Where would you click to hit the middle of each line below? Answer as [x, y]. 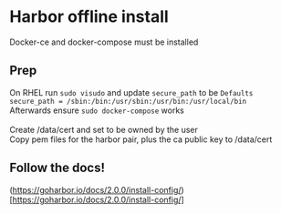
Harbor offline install [89, 17]
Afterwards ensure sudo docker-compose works [97, 110]
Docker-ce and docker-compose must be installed [104, 42]
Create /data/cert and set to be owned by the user [104, 129]
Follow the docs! [57, 168]
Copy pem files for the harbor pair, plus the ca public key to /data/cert [141, 139]
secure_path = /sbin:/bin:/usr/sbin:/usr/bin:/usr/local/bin [128, 101]
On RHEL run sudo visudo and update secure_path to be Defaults [131, 92]
